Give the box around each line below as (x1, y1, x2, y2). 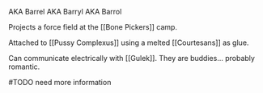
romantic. (8, 62, 40, 71)
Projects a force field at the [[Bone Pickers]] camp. (8, 22, 178, 31)
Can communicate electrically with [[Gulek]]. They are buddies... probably (8, 54, 255, 63)
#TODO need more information (8, 78, 112, 87)
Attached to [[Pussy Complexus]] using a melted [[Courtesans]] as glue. (8, 38, 249, 47)
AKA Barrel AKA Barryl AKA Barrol (8, 7, 122, 16)
